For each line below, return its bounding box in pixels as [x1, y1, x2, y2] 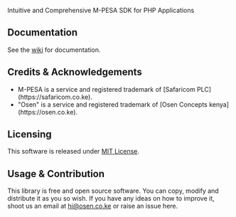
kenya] [208, 100, 230, 109]
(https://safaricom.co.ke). [17, 92, 92, 101]
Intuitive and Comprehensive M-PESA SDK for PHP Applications [7, 6, 195, 14]
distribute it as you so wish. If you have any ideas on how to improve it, [7, 194, 215, 203]
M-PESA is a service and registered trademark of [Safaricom [17, 85, 195, 93]
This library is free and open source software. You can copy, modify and [7, 186, 219, 195]
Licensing [7, 128, 52, 141]
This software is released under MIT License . [7, 147, 140, 156]
